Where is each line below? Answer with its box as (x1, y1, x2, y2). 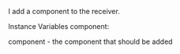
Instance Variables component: (8, 22, 110, 31)
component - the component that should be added (8, 37, 173, 46)
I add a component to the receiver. (8, 7, 120, 16)
